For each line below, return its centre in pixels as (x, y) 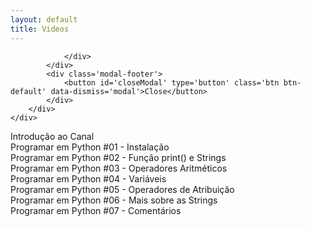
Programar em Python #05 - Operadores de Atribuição (122, 189)
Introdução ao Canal (52, 136)
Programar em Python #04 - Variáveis (88, 178)
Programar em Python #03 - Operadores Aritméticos (119, 168)
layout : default (44, 19)
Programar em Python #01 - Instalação (90, 147)
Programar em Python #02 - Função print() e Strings (118, 157)
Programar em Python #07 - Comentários (96, 210)
